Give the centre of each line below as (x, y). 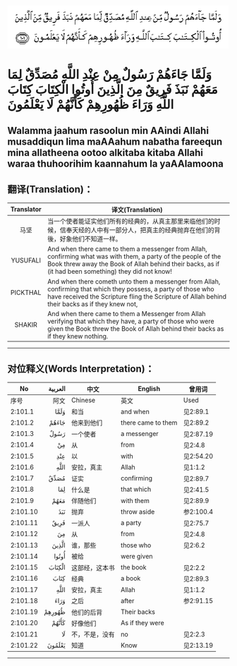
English (149, 389)
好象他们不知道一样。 (91, 239)
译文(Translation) (137, 210)
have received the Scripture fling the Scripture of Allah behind (137, 296)
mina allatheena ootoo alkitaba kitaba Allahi (105, 153)
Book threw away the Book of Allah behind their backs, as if (133, 264)
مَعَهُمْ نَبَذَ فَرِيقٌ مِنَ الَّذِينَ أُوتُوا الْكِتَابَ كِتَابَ (113, 90)
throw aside (138, 511)
